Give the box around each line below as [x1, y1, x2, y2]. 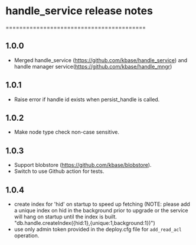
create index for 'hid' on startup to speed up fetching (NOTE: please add [14, 201, 190, 208]
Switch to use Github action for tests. [14, 167, 104, 175]
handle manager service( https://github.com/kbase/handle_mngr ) [14, 63, 172, 70]
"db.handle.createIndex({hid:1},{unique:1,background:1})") [14, 220, 155, 226]
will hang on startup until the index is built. [14, 213, 117, 220]
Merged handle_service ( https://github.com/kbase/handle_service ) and [14, 56, 188, 63]
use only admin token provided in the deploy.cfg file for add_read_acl [14, 226, 182, 233]
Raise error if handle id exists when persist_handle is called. [14, 96, 160, 103]
